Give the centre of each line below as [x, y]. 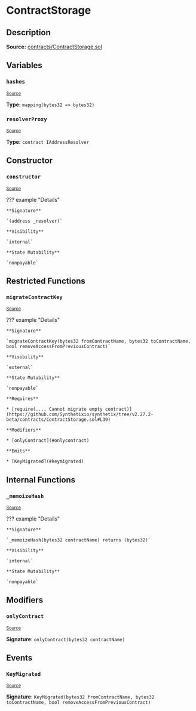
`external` [20, 368]
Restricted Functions [46, 281]
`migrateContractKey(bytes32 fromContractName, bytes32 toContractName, [99, 341]
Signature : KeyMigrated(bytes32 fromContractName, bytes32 [80, 697]
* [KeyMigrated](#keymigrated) [45, 461]
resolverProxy [27, 119]
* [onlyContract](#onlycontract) [48, 441]
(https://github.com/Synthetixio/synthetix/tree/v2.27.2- [80, 415]
